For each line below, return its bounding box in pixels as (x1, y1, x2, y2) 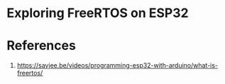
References (6, 38, 76, 54)
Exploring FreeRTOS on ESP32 (6, 5, 189, 21)
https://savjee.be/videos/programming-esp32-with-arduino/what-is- (16, 61, 218, 70)
